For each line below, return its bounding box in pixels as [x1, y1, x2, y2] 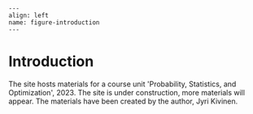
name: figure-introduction [8, 19, 100, 27]
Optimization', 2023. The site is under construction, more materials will [8, 87, 246, 97]
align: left [8, 11, 49, 19]
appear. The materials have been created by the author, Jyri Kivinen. [8, 96, 238, 106]
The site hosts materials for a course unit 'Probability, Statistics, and [8, 78, 237, 89]
